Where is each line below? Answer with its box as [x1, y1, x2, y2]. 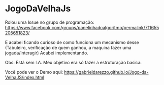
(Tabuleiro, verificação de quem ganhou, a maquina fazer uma [5, 44, 131, 50]
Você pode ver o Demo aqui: [5, 69, 63, 75]
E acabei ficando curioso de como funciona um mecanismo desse [5, 39, 139, 45]
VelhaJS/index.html [5, 74, 44, 80]
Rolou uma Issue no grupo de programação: [5, 19, 95, 25]
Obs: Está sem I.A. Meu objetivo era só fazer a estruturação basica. [5, 59, 142, 65]
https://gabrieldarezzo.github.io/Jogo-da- [64, 69, 149, 75]
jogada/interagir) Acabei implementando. [5, 50, 89, 56]
